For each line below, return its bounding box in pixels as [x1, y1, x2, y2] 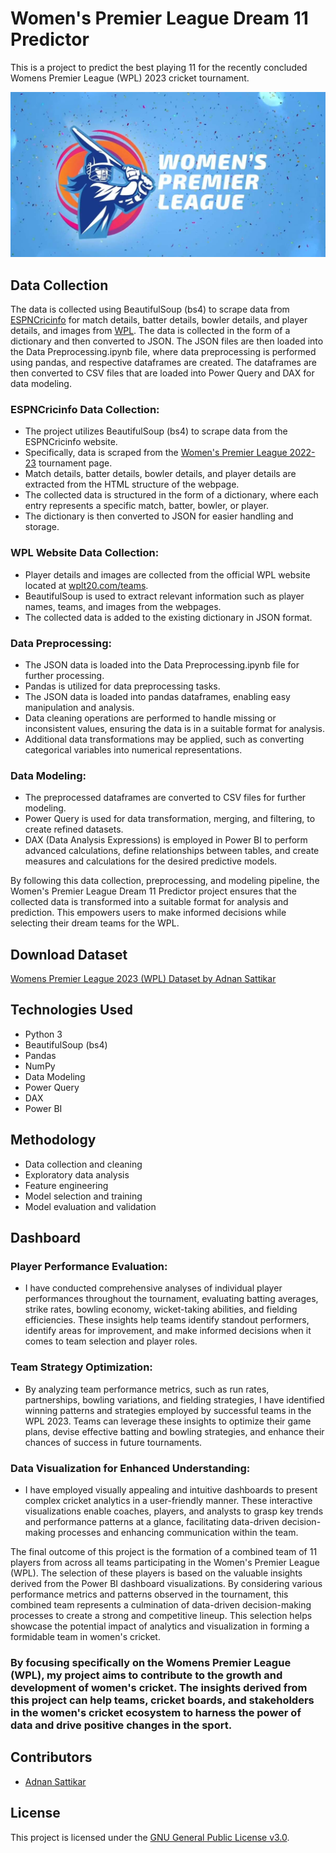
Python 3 [24, 1028, 63, 1040]
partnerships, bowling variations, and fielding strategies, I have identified [24, 1393, 325, 1406]
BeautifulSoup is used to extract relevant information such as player [24, 590, 305, 602]
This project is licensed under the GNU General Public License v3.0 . [10, 1831, 290, 1843]
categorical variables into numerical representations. [24, 743, 243, 756]
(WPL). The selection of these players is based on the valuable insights [10, 1567, 303, 1579]
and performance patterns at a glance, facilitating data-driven [24, 1515, 280, 1527]
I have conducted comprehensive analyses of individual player [24, 1282, 283, 1294]
